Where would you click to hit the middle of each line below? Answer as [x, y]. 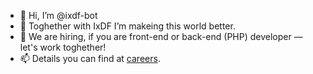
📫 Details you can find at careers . [90, 58]
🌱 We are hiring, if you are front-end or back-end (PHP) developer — [161, 36]
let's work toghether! [63, 47]
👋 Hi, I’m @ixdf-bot [58, 15]
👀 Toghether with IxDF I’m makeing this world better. [127, 26]
